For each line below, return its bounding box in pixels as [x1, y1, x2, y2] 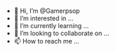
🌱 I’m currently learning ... [13, 22, 89, 30]
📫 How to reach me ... [13, 37, 79, 45]
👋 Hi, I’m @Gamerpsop [13, 7, 80, 15]
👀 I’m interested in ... [13, 14, 74, 22]
